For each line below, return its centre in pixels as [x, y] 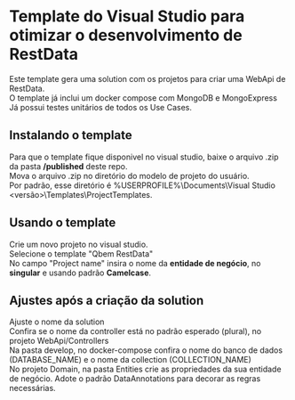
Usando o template [63, 223]
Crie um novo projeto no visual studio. [79, 244]
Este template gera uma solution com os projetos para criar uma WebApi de [147, 78]
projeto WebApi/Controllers [59, 341]
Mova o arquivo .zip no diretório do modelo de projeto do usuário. [130, 176]
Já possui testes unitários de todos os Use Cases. [101, 107]
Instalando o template [71, 135]
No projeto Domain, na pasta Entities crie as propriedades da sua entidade [145, 369]
